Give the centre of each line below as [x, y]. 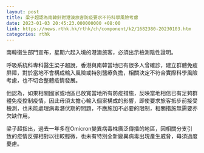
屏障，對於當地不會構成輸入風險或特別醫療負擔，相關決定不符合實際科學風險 [102, 73]
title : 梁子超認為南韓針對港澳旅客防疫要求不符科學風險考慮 [72, 18]
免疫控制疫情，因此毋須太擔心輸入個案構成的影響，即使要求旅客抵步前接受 [104, 101]
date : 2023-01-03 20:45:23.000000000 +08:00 [63, 23]
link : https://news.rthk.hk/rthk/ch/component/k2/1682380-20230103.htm [99, 29]
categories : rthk [28, 34]
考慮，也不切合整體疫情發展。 [43, 80]
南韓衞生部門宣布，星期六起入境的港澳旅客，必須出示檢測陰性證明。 [91, 53]
